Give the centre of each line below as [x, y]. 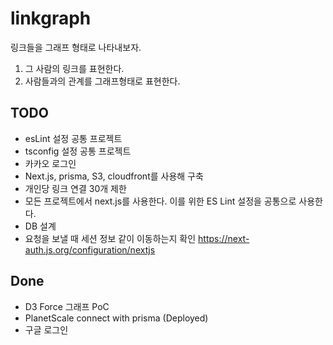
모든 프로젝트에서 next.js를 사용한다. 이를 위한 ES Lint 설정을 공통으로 [160, 201]
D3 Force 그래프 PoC [67, 306]
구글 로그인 [46, 329]
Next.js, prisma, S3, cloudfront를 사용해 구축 [114, 176]
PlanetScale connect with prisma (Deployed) [116, 318]
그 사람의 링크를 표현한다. [74, 68]
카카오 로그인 [50, 163]
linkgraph [51, 18]
